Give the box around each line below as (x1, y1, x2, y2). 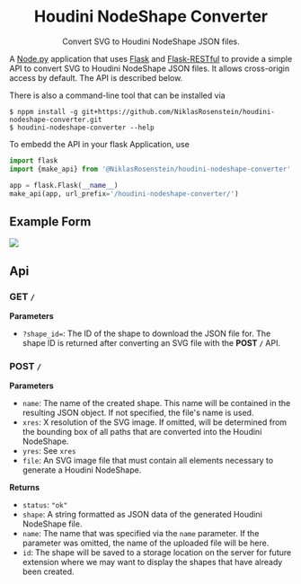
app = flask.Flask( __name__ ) (9, 181, 119, 190)
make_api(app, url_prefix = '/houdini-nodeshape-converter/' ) (9, 189, 240, 199)
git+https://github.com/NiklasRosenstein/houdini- (81, 107, 276, 116)
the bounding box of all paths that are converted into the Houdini (22, 427, 262, 438)
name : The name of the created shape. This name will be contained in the (22, 398, 291, 409)
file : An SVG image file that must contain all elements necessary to (22, 456, 274, 466)
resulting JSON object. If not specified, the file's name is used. (22, 407, 254, 419)
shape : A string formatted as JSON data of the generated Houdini (22, 509, 263, 520)
